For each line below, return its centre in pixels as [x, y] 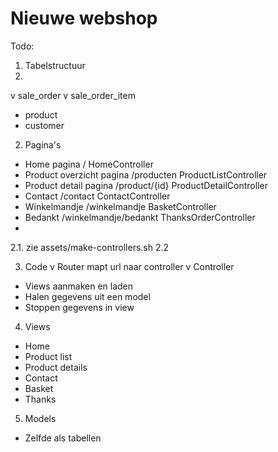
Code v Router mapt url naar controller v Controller [129, 266]
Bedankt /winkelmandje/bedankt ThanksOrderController [140, 217]
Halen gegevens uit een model [87, 296]
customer [44, 125]
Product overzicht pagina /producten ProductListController [146, 174]
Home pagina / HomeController [89, 164]
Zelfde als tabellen [63, 438]
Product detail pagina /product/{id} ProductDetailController [146, 185]
